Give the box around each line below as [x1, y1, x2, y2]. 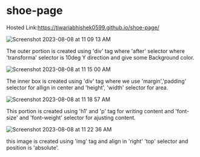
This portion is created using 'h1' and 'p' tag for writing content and [6, 107, 175, 114]
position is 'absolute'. [6, 144, 59, 151]
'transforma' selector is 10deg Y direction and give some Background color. [6, 54, 195, 61]
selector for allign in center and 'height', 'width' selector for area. [6, 83, 168, 91]
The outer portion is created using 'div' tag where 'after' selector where [6, 47, 185, 55]
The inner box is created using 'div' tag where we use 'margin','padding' [6, 77, 187, 85]
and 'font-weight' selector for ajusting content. [19, 114, 136, 121]
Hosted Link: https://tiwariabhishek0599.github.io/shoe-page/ [6, 24, 159, 31]
